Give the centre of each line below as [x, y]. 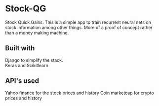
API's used [22, 81]
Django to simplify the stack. [34, 60]
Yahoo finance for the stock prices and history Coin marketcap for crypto [79, 93]
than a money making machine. [37, 33]
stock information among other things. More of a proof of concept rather [79, 27]
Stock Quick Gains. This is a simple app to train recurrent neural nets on [78, 22]
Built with [20, 48]
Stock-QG [26, 9]
